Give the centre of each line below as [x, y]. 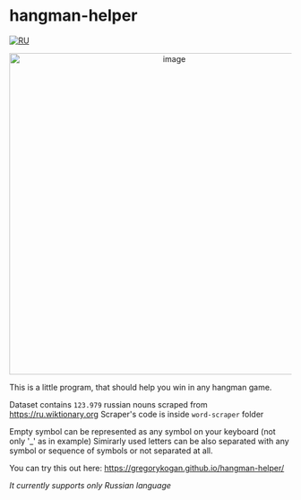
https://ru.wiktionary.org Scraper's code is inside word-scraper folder [137, 414]
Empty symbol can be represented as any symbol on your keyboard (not [142, 431]
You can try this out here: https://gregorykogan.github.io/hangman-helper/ [147, 468]
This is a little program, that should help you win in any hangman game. [141, 387]
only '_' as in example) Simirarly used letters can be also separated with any [149, 441]
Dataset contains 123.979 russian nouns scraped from [108, 404]
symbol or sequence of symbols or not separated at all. [111, 451]
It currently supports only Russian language [90, 485]
